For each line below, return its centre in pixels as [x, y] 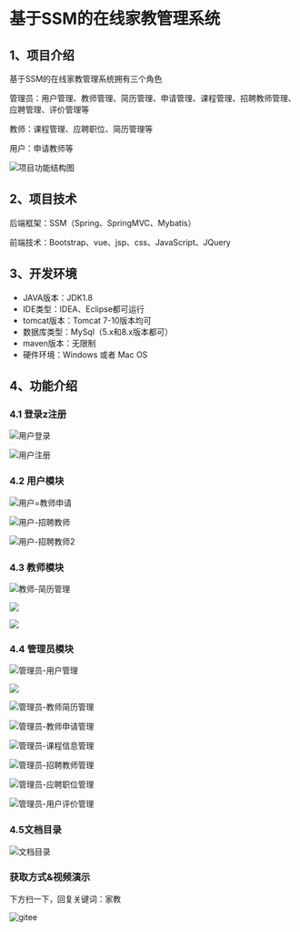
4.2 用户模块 [37, 482]
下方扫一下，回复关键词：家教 [65, 898]
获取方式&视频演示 [50, 877]
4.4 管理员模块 [42, 648]
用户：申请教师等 [41, 148]
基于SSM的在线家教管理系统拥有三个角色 [86, 79]
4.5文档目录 [35, 830]
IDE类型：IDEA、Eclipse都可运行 [84, 309]
